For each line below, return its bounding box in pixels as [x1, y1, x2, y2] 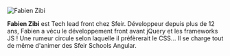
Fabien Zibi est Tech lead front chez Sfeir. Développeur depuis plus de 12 [7, 20, 215, 27]
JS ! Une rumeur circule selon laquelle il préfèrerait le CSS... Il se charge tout [7, 34, 224, 42]
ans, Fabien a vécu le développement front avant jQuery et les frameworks [7, 27, 218, 35]
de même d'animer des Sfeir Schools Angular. [7, 42, 137, 49]
